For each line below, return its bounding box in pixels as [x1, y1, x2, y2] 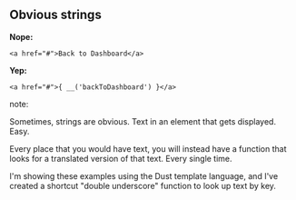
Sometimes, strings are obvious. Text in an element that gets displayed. [9, 115, 277, 126]
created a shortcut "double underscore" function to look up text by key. [9, 180, 277, 191]
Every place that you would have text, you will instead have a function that [9, 143, 287, 154]
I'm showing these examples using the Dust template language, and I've [9, 170, 279, 181]
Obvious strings [9, 7, 102, 23]
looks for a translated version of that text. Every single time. [9, 153, 233, 164]
